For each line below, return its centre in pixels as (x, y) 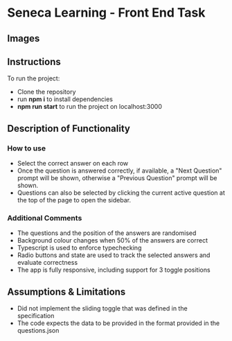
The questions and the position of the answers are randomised (107, 233)
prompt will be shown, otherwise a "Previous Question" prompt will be (117, 178)
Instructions (34, 61)
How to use (27, 148)
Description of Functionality (69, 129)
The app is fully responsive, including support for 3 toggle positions (114, 270)
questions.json (38, 331)
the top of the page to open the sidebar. (74, 200)
